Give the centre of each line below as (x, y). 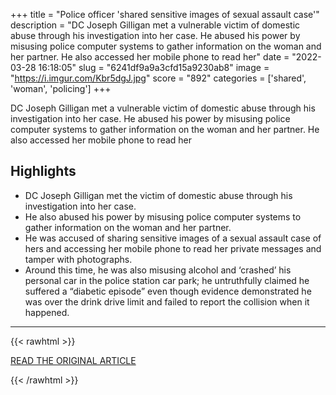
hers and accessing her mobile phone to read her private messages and (173, 248)
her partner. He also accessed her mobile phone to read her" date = (150, 57)
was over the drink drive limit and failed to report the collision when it (167, 301)
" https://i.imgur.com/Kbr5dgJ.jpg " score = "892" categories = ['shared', (158, 78)
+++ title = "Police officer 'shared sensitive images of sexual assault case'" (165, 14)
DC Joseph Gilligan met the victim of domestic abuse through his (158, 195)
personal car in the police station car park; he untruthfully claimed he (167, 280)
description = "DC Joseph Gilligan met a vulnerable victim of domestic (155, 25)
